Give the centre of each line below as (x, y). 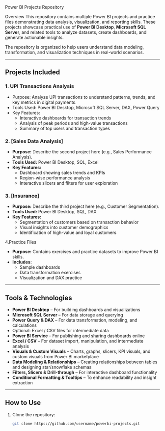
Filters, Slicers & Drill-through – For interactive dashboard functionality (84, 373)
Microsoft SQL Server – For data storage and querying (68, 315)
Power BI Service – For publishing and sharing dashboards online (78, 336)
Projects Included (33, 72)
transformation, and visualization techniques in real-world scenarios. (74, 52)
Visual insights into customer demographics (64, 228)
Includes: (22, 262)
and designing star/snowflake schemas (52, 367)
